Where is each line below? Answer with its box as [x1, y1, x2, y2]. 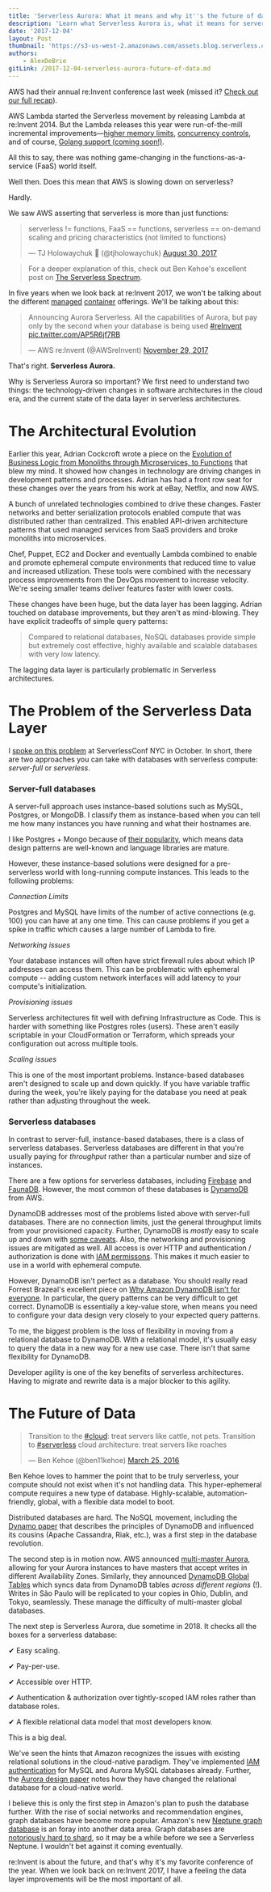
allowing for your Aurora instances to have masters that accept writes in [8, 1563, 248, 1572]
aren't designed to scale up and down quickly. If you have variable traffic [8, 1078, 251, 1088]
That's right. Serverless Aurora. [8, 361, 115, 371]
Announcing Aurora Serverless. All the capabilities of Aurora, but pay [27, 312, 258, 322]
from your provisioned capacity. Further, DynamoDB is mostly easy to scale [8, 1226, 260, 1236]
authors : [8, 49, 38, 57]
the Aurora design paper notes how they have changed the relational [8, 1774, 236, 1784]
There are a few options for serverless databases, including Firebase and [8, 1176, 252, 1186]
